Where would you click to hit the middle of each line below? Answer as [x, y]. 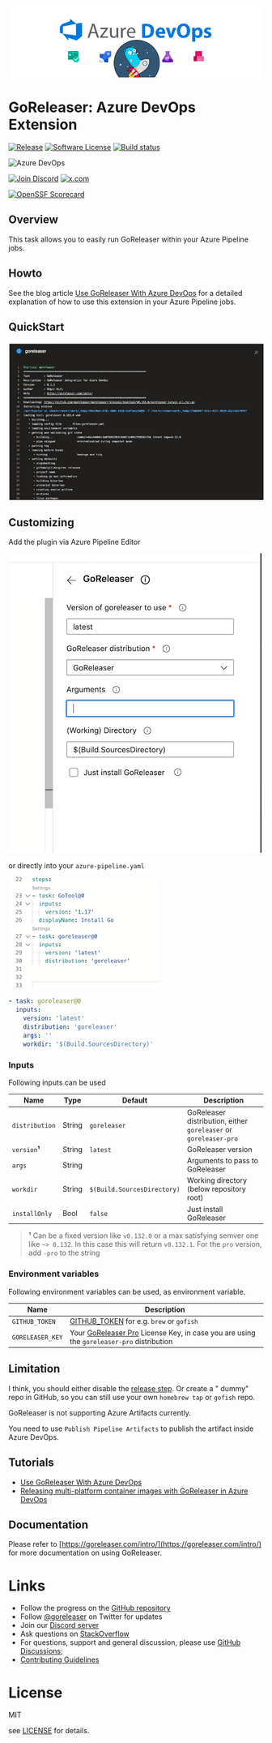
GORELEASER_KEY [37, 1338]
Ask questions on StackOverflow [74, 1634]
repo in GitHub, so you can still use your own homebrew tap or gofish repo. [132, 1397]
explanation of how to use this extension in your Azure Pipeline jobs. [122, 302]
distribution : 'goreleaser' [70, 1027]
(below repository [217, 1189]
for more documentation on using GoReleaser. [85, 1553]
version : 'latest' [54, 1019]
